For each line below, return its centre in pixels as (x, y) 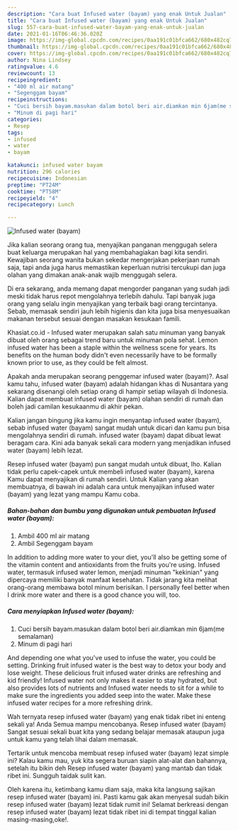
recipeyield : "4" (33, 198)
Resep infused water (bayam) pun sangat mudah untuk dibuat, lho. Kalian (114, 464)
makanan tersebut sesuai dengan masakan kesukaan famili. (95, 319)
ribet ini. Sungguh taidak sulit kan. (57, 776)
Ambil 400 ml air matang (53, 536)
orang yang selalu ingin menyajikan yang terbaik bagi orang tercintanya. (113, 304)
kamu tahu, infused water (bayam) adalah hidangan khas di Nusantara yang (118, 384)
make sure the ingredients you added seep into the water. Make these (109, 696)
